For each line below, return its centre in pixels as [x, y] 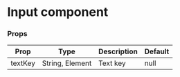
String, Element [67, 63]
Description [118, 51]
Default [157, 51]
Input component [58, 12]
